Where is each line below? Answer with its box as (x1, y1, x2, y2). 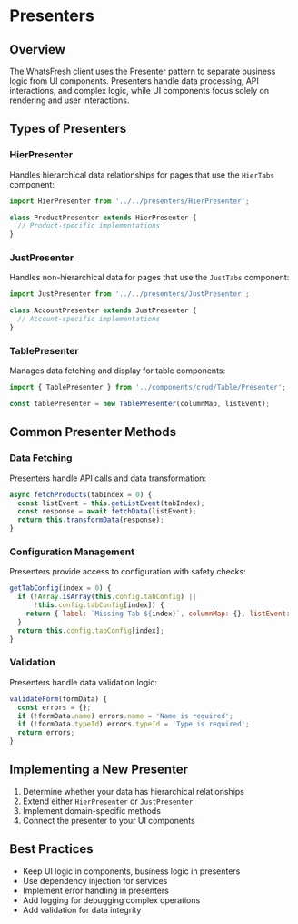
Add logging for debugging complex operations (22, 894, 201, 906)
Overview (9, 42, 66, 57)
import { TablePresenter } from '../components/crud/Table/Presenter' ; (9, 383, 286, 392)
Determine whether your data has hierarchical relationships (22, 786, 245, 797)
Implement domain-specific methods (22, 805, 162, 816)
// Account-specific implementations (17, 315, 161, 324)
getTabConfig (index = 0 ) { (9, 584, 112, 593)
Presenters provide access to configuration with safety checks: (9, 566, 247, 577)
